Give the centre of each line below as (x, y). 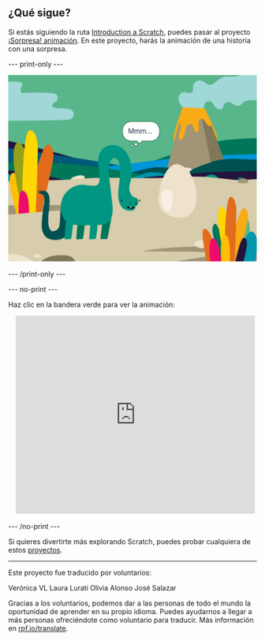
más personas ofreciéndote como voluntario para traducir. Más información (131, 620)
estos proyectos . (35, 550)
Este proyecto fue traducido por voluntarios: (80, 572)
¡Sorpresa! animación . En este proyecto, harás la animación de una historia (129, 40)
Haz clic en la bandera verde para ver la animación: (91, 304)
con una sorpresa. (38, 48)
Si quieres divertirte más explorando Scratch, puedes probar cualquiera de (129, 541)
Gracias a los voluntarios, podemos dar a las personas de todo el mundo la (129, 603)
